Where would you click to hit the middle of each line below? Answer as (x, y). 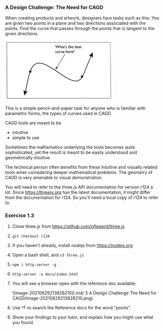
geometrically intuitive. (28, 158)
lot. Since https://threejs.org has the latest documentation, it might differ (78, 192)
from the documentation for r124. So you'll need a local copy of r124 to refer (82, 197)
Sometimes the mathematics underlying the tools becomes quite (70, 147)
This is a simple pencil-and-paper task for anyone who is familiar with (75, 108)
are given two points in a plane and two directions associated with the (75, 23)
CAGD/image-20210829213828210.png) (52, 298)
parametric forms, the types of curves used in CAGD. (59, 113)
